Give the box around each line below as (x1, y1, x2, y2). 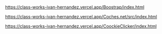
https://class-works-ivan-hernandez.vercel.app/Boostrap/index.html (5, 4, 145, 10)
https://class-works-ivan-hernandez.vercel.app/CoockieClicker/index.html (5, 23, 157, 29)
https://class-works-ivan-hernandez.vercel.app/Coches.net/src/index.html (5, 14, 157, 19)
